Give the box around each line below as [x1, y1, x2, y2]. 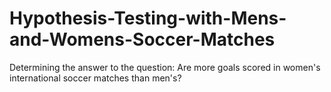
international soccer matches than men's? [9, 72, 182, 84]
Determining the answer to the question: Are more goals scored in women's [9, 61, 321, 73]
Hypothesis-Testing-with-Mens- [9, 7, 287, 30]
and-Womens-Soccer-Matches [9, 28, 276, 51]
